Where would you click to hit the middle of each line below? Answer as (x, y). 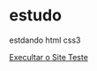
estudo (35, 16)
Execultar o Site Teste (48, 57)
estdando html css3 (45, 40)
